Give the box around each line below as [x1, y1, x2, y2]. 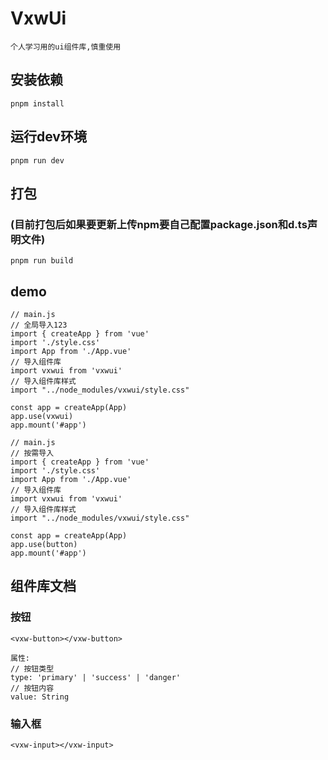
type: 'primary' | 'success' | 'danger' [10, 672, 182, 682]
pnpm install [10, 98, 65, 109]
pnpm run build [10, 256, 74, 266]
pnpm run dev [10, 155, 65, 166]
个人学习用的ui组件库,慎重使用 [10, 42, 122, 52]
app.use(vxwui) [10, 412, 74, 422]
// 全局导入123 [10, 320, 68, 331]
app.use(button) [10, 540, 78, 550]
